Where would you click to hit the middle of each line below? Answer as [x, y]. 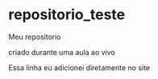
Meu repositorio [35, 37]
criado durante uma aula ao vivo [62, 52]
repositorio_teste [67, 15]
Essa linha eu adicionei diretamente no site [79, 67]
